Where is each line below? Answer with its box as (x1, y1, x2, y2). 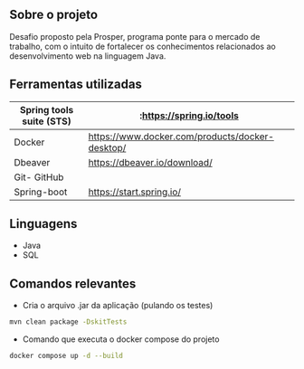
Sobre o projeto (9, 7, 98, 23)
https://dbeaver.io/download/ (88, 156, 213, 168)
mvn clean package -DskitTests (9, 317, 128, 326)
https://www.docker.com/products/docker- (88, 130, 274, 143)
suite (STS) (22, 115, 72, 128)
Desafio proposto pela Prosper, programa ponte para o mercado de (9, 31, 261, 42)
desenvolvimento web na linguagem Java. (9, 50, 166, 61)
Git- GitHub (14, 171, 64, 184)
